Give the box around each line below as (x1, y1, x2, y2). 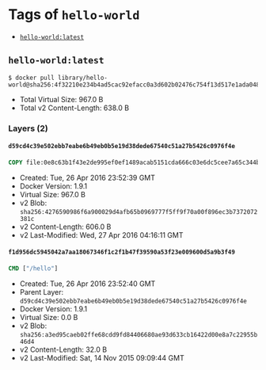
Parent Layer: (19, 287, 64, 296)
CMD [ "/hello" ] (8, 264, 59, 273)
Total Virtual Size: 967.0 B (19, 94, 104, 104)
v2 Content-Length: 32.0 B (19, 345, 108, 354)
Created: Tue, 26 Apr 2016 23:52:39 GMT (19, 173, 156, 182)
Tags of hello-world (8, 6, 140, 24)
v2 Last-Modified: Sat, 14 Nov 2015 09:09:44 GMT (19, 353, 184, 362)
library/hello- (58, 74, 108, 82)
